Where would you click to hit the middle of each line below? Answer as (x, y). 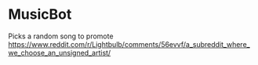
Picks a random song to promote (61, 36)
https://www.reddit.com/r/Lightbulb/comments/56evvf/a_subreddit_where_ (129, 44)
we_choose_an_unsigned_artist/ (60, 52)
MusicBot (40, 14)
